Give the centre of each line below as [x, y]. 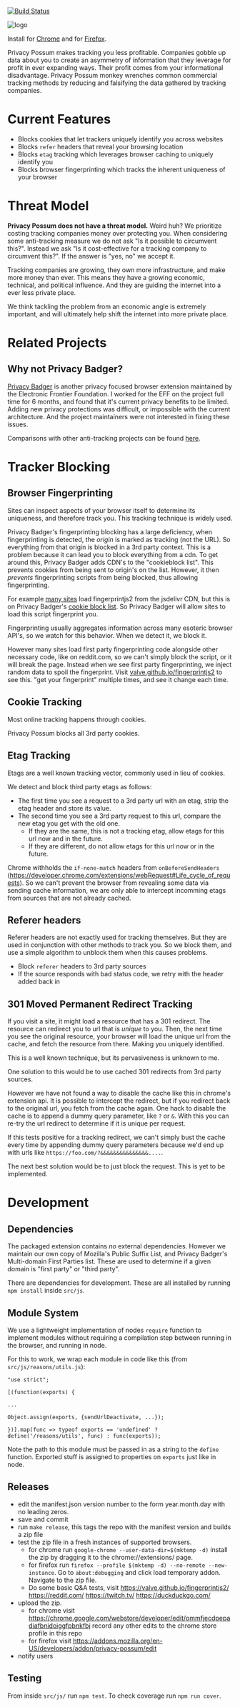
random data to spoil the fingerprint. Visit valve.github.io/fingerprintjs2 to [115, 672]
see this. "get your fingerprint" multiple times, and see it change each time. [118, 679]
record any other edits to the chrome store [154, 1626]
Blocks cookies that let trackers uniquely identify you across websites [120, 139]
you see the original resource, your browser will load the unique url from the [119, 1036]
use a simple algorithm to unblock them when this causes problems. [107, 953]
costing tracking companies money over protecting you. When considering [117, 233]
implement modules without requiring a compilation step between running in [120, 1337]
